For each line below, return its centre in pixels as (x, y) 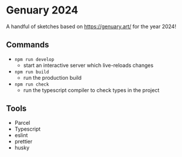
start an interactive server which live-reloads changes (88, 65)
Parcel (22, 122)
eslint (21, 135)
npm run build (32, 72)
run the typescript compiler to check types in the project (91, 90)
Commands (28, 45)
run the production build (52, 77)
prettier (23, 141)
